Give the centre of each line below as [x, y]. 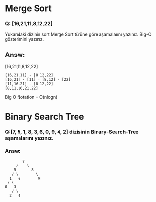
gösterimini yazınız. [25, 39]
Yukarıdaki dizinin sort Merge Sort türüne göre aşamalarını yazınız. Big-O [78, 34]
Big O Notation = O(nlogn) [31, 97]
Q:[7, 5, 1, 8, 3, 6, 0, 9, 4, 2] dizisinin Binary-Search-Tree [72, 132]
